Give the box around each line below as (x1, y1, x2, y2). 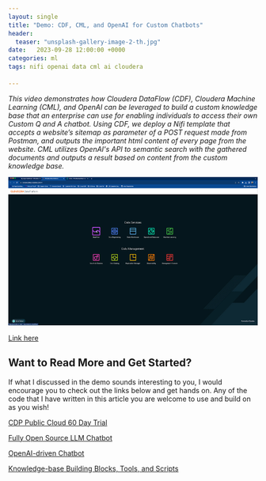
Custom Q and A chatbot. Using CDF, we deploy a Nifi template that (8, 119, 231, 128)
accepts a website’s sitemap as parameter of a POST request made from (8, 127, 248, 137)
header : (8, 29, 34, 37)
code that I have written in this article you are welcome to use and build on (8, 394, 251, 403)
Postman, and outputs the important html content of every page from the (8, 135, 247, 146)
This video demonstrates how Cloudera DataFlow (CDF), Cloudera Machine (8, 93, 256, 103)
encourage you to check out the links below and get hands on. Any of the (8, 385, 248, 395)
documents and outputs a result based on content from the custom (8, 153, 228, 162)
